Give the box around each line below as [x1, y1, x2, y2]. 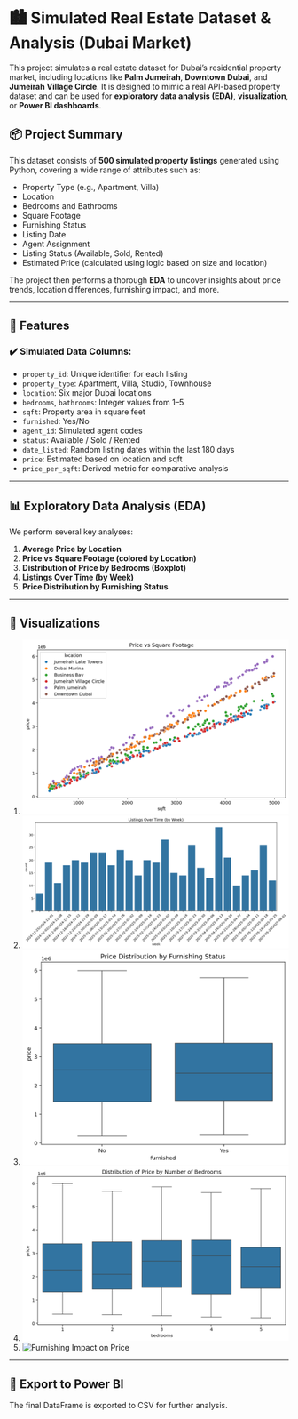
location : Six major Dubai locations [21, 388, 153, 398]
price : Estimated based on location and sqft [21, 453, 184, 464]
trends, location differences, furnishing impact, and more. [9, 284, 220, 294]
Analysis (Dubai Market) [9, 33, 192, 53]
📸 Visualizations [9, 615, 100, 630]
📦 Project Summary [9, 127, 123, 142]
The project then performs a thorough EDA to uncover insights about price [9, 274, 281, 285]
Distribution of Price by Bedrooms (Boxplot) [21, 563, 187, 573]
